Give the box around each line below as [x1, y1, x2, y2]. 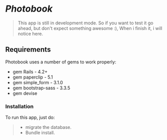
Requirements [5, 45, 51, 54]
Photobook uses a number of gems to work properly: [5, 59, 117, 65]
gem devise [12, 90, 38, 96]
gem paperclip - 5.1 [12, 74, 53, 80]
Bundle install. [25, 130, 55, 136]
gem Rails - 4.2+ [12, 68, 48, 75]
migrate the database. [25, 124, 72, 130]
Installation [5, 102, 34, 110]
